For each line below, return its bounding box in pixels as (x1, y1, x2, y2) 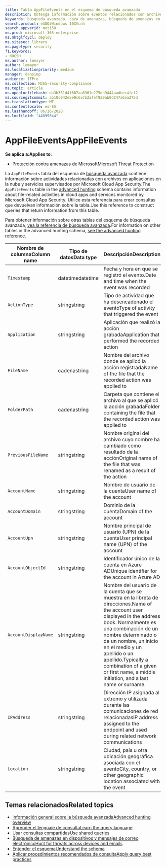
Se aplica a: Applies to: (5, 151, 52, 157)
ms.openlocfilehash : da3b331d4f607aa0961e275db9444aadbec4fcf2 (5, 90, 138, 95)
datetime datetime (58, 274, 99, 281)
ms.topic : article (5, 85, 43, 91)
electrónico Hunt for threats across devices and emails (12, 840, 123, 846)
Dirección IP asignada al (103, 689, 160, 696)
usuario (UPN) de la (103, 528, 150, 535)
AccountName (7, 488, 36, 494)
